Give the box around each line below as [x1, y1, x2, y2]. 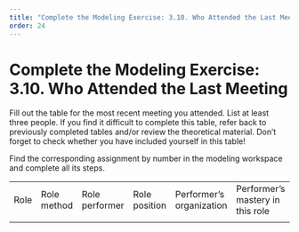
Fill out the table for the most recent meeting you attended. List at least [9, 108, 270, 118]
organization [174, 199, 228, 212]
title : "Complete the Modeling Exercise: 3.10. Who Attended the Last [9, 12, 277, 22]
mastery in [235, 194, 280, 206]
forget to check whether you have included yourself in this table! [9, 136, 246, 147]
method [40, 199, 74, 212]
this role [235, 205, 270, 218]
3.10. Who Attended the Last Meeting [9, 78, 288, 99]
